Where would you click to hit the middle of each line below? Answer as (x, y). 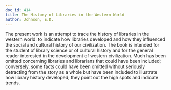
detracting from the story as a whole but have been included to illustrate (81, 72)
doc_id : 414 (18, 10)
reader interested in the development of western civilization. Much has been (86, 56)
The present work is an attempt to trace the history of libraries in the (77, 34)
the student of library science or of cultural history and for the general (79, 50)
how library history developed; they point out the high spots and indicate (82, 78)
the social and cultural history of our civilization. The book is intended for (82, 45)
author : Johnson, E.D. (29, 19)
